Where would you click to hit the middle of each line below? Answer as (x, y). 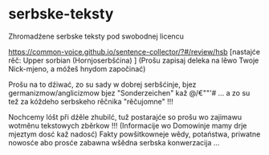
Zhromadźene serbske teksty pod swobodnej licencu (96, 36)
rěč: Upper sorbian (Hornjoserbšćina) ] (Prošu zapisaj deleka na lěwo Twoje (134, 60)
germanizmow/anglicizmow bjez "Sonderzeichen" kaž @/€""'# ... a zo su (129, 92)
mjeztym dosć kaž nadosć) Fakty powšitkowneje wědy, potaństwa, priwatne (134, 134)
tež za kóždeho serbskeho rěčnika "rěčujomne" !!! (91, 101)
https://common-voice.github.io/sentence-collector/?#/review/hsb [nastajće (134, 51)
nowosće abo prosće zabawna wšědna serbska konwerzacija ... (114, 142)
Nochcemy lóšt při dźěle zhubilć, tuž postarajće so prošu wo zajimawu (125, 116)
